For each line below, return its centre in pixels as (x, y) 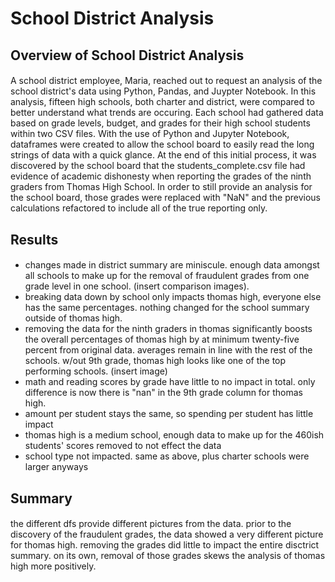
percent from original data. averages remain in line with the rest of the (168, 350)
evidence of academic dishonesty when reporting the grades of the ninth (161, 176)
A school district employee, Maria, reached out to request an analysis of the (166, 81)
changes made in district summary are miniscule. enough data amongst (172, 265)
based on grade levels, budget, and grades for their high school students (160, 123)
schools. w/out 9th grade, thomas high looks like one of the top (155, 361)
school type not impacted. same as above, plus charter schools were (167, 456)
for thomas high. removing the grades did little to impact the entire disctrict (165, 545)
